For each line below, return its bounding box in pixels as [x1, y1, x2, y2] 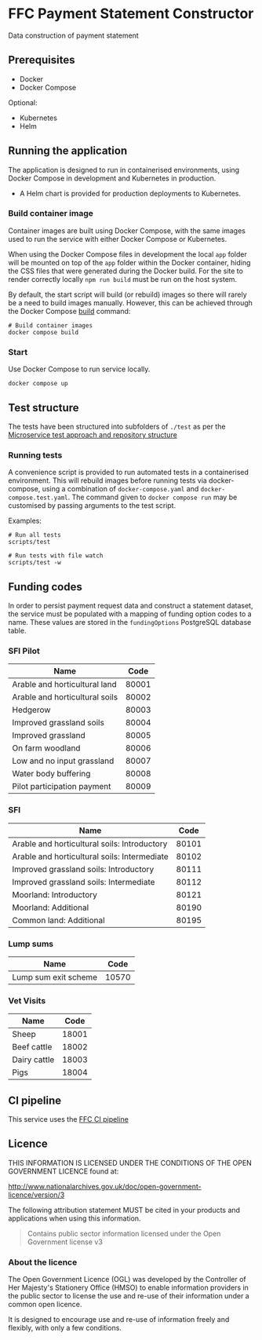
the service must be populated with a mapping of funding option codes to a [8, 609, 253, 619]
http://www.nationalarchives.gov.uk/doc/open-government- [8, 1181, 202, 1191]
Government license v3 [27, 1237, 104, 1247]
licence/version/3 [8, 1190, 65, 1199]
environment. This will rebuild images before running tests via [8, 476, 208, 485]
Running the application [8, 144, 128, 158]
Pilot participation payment [12, 781, 111, 792]
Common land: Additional [12, 915, 105, 926]
